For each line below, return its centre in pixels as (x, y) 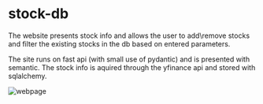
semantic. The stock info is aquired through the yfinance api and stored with (132, 67)
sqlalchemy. (28, 76)
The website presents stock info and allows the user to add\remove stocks (129, 35)
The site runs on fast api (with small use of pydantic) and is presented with (129, 59)
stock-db (39, 14)
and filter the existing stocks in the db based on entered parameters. (119, 43)
